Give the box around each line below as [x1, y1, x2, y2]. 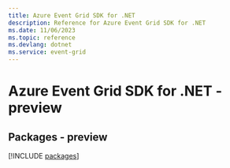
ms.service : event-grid [8, 48, 87, 56]
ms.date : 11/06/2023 [8, 26, 76, 34]
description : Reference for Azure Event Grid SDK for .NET [8, 19, 206, 27]
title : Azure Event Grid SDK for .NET [8, 11, 135, 20]
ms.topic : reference [8, 33, 76, 42]
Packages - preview [8, 130, 108, 144]
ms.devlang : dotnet [8, 41, 72, 49]
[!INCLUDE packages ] [8, 151, 80, 160]
